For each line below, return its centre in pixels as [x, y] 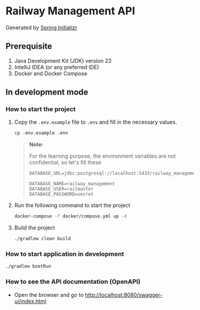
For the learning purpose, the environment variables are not [102, 156]
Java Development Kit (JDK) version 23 [63, 60]
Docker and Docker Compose [51, 73]
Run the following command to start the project [72, 205]
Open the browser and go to [49, 294]
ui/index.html [30, 301]
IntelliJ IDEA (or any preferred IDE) [56, 67]
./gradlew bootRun [28, 266]
